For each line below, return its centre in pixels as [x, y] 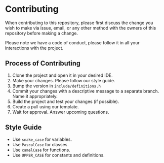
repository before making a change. [41, 33]
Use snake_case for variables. [42, 139]
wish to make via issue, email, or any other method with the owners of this [81, 28]
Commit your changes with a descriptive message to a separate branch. [85, 91]
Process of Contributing [43, 63]
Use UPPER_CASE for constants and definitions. [58, 155]
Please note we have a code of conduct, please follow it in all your [72, 42]
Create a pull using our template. [45, 106]
